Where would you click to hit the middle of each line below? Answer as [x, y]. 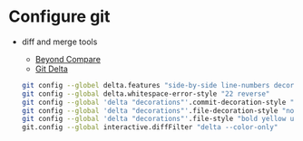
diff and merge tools [59, 42]
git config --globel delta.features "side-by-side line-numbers [146, 85]
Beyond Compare [68, 59]
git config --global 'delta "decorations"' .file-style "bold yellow [154, 119]
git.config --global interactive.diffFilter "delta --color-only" [150, 127]
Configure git [59, 17]
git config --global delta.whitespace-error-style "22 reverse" [146, 94]
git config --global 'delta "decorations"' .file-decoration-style [150, 110]
